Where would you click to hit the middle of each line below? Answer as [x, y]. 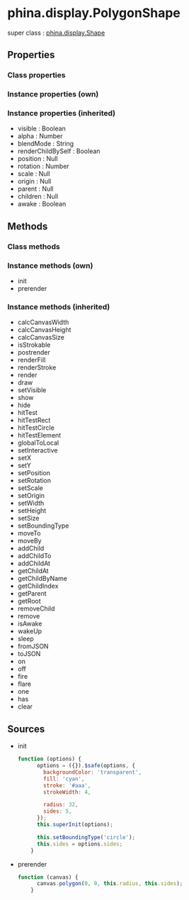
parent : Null [35, 189]
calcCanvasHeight [44, 330]
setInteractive [38, 450]
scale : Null [34, 174]
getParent [32, 594]
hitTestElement [39, 435]
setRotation [34, 481]
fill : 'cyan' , [64, 779]
